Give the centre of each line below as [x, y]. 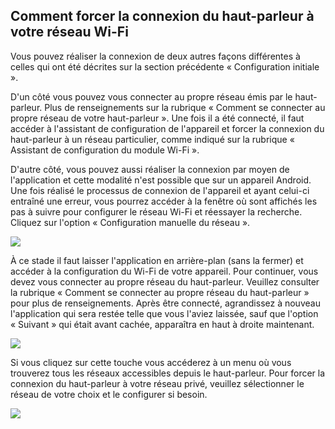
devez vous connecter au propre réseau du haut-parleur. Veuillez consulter [165, 281]
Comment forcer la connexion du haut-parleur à [162, 16]
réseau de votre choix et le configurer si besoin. [109, 394]
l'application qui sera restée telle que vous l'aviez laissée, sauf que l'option [164, 313]
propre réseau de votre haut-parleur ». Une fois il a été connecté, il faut [157, 118]
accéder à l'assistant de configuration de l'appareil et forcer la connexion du [167, 128]
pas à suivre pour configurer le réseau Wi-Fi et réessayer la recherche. [156, 211]
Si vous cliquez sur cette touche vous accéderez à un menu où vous [151, 362]
